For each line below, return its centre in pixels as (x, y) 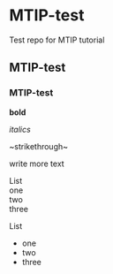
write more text (37, 164)
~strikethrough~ (39, 146)
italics (20, 129)
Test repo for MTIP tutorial (57, 40)
